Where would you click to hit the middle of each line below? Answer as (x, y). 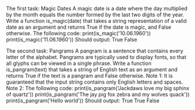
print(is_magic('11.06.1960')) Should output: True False (72, 39)
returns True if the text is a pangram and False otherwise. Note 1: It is (90, 76)
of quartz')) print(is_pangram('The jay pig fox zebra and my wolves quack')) (98, 94)
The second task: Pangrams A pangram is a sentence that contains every (95, 51)
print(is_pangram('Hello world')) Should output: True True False (83, 101)
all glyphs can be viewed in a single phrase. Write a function (79, 63)
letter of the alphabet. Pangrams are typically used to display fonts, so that (96, 57)
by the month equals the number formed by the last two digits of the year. (95, 15)
